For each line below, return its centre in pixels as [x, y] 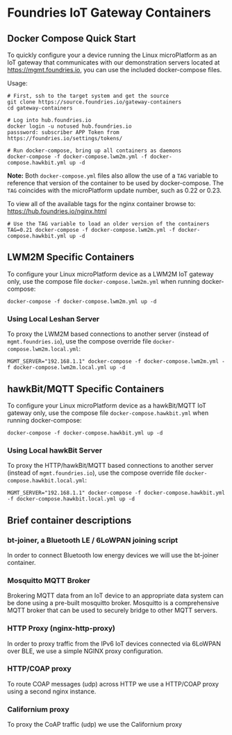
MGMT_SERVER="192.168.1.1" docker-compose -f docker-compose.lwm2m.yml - [116, 362]
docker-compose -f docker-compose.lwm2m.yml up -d [82, 301]
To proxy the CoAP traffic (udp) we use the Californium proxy [95, 725]
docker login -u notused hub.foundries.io [69, 126]
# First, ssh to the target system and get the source [88, 96]
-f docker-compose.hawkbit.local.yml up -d [71, 499]
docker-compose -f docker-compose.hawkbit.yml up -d [85, 433]
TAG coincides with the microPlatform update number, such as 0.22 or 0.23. [115, 190]
